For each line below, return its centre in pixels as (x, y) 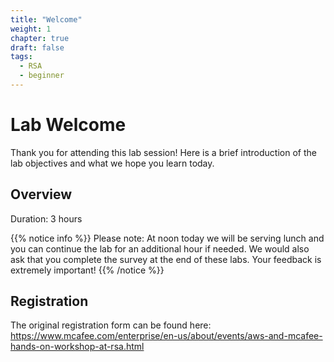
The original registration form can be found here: (111, 325)
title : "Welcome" (46, 19)
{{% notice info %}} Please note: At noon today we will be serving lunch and (167, 238)
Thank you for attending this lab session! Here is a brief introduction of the (163, 152)
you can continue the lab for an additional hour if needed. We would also (160, 248)
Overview (41, 194)
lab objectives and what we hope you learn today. (112, 163)
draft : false (37, 47)
